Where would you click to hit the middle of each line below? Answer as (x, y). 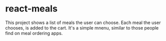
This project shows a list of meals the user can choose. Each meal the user (83, 22)
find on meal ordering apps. (34, 33)
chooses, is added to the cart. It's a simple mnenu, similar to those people (82, 27)
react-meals (32, 9)
